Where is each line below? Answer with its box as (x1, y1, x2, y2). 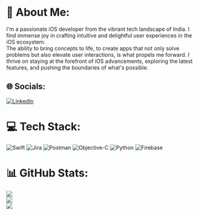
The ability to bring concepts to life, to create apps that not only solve (6, 45, 180, 52)
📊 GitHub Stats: (6, 166, 89, 180)
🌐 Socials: (6, 82, 46, 92)
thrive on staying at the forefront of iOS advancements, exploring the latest (6, 57, 193, 65)
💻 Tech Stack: (6, 120, 81, 133)
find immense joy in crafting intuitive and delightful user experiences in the (6, 31, 192, 39)
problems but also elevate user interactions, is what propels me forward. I (6, 51, 190, 58)
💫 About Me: (6, 5, 70, 19)
